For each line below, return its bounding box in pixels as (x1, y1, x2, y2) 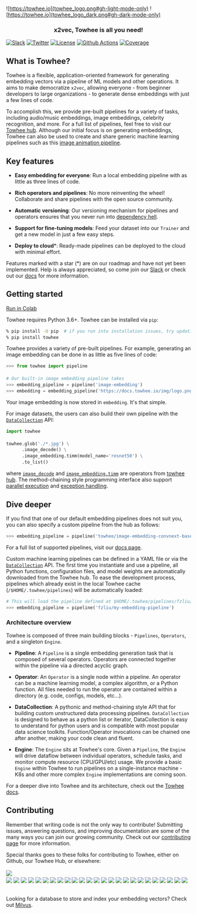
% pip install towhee (6, 334, 59, 340)
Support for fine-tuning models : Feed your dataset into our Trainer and (14, 224, 189, 231)
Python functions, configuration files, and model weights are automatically (6, 567, 186, 574)
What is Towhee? (6, 56, 70, 66)
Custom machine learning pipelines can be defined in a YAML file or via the (6, 555, 188, 562)
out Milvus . (6, 901, 33, 908)
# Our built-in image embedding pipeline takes (6, 375, 125, 382)
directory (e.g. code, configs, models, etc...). (14, 692, 123, 699)
